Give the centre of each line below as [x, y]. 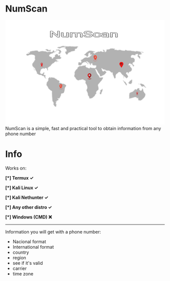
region [19, 258]
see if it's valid [28, 263]
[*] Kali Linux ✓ [22, 188]
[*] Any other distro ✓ [29, 207]
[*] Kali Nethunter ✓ [27, 198]
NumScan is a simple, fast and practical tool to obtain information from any [83, 129]
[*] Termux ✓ [19, 178]
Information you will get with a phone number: [53, 232]
